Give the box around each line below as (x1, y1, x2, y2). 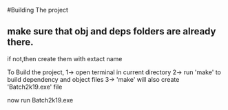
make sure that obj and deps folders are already (7, 25, 216, 37)
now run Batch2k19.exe (7, 96, 74, 104)
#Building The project (7, 6, 69, 14)
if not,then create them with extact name (7, 54, 123, 63)
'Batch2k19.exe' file (7, 82, 63, 91)
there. (7, 36, 34, 48)
